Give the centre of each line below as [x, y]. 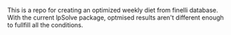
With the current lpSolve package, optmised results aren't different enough [116, 17]
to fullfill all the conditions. [45, 25]
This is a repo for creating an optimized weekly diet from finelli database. [113, 10]
